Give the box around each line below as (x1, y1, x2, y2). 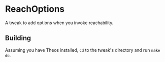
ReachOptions (5, 3, 65, 15)
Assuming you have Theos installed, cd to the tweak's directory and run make (5, 47, 160, 53)
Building (5, 34, 31, 42)
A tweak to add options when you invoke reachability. (5, 20, 114, 26)
